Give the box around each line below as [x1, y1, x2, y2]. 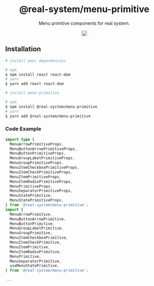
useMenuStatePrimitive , [10, 263, 59, 268]
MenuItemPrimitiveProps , [10, 174, 62, 179]
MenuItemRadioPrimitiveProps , [10, 179, 73, 184]
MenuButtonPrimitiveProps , [10, 151, 66, 156]
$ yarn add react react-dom [5, 82, 64, 87]
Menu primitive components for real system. [38, 20, 130, 26]
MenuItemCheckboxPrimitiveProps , [10, 165, 80, 170]
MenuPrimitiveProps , [10, 184, 53, 189]
